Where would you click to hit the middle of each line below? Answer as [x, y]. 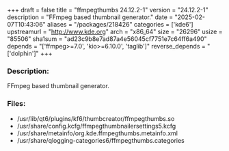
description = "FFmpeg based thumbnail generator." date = [90, 17]
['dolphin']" [23, 53]
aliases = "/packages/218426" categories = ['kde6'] [120, 24]
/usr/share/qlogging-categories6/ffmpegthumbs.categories [100, 140]
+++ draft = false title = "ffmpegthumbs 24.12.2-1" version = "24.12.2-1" [108, 10]
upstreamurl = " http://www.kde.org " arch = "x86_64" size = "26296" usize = [115, 31]
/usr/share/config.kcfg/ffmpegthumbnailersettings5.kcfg [96, 126]
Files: [16, 104]
